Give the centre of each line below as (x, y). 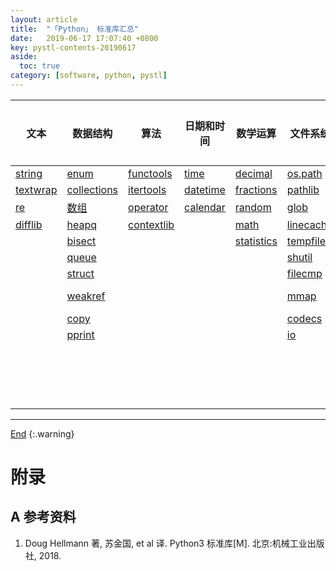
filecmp (304, 273)
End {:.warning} (42, 433)
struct (80, 273)
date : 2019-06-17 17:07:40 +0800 (84, 38)
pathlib (303, 189)
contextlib (151, 224)
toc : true (39, 66)
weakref (86, 296)
